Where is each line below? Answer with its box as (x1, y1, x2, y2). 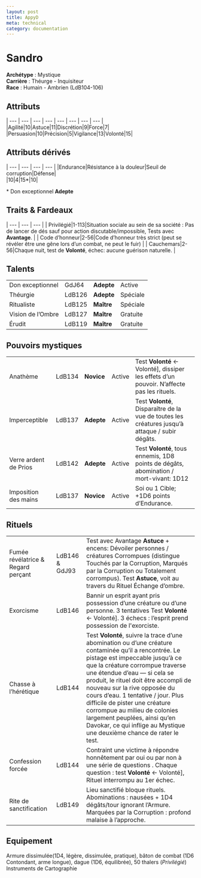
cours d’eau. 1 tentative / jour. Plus (86, 691, 184, 700)
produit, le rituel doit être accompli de (86, 676, 191, 685)
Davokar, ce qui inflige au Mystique (86, 721, 185, 730)
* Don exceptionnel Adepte (6, 187, 74, 195)
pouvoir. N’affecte (135, 380, 185, 388)
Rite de (9, 797, 29, 805)
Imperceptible (9, 416, 48, 424)
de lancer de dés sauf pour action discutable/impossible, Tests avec (6, 227, 175, 235)
